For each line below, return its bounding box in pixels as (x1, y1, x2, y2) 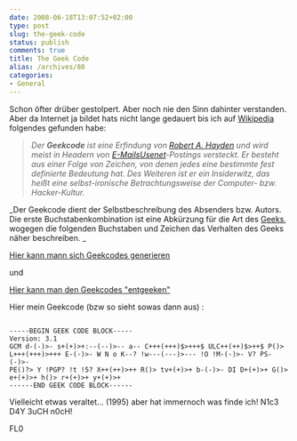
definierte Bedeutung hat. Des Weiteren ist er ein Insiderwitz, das (30, 168, 270, 179)
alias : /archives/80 (9, 63, 86, 72)
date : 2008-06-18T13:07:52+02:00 (9, 12, 133, 22)
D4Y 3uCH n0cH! (9, 405, 73, 416)
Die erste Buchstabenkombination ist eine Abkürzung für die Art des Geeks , (9, 213, 287, 224)
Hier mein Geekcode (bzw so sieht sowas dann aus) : (9, 301, 205, 312)
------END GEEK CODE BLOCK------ (9, 381, 133, 389)
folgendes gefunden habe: (9, 122, 107, 133)
